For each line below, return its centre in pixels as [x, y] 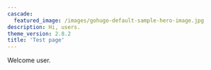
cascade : [20, 14]
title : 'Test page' [36, 40]
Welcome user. [29, 60]
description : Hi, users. [44, 27]
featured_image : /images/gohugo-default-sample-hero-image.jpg [109, 21]
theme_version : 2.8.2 [39, 34]
